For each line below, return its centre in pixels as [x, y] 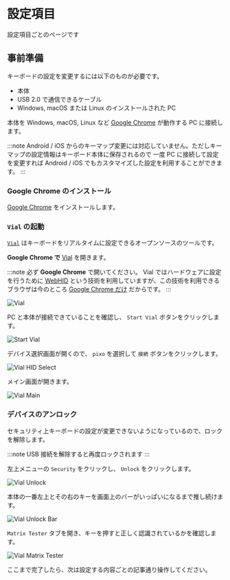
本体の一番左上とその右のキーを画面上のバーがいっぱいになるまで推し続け [112, 496]
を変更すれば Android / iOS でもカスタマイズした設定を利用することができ [112, 163]
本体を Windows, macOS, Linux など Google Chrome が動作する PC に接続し [115, 122]
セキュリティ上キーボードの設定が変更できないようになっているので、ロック [115, 431]
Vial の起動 [26, 226]
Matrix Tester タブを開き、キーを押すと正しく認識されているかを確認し [109, 533]
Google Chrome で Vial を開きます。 [58, 258]
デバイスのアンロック [42, 414]
